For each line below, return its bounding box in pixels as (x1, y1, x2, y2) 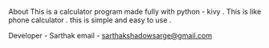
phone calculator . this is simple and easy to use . (8, 15, 172, 25)
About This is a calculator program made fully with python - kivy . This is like (8, 7, 262, 16)
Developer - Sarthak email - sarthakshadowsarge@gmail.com (8, 31, 213, 40)
